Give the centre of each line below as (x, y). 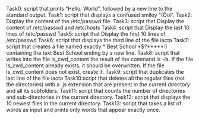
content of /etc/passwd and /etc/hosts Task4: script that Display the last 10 (98, 27)
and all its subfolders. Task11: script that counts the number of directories (96, 91)
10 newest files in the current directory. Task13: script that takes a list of (94, 103)
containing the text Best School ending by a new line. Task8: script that (93, 53)
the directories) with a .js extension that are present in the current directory (98, 84)
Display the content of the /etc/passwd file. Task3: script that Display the (95, 21)
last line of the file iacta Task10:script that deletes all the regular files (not (96, 78)
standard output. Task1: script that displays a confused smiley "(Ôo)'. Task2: (99, 15)
